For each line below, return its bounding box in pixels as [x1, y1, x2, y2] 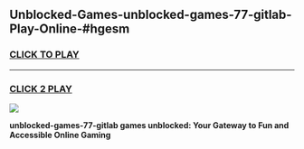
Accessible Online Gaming [9, 129, 111, 140]
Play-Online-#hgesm [9, 22, 130, 37]
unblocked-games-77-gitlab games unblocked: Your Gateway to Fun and [9, 119, 290, 130]
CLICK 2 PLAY [9, 82, 72, 95]
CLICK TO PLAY [9, 49, 80, 61]
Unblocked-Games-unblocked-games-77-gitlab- [9, 7, 292, 23]
